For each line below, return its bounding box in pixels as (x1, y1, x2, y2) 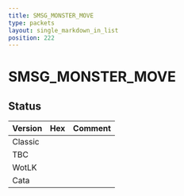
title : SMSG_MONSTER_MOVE (8, 11, 94, 20)
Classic (12, 136, 40, 148)
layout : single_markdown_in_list (8, 26, 119, 34)
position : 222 (8, 33, 56, 42)
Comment (72, 123, 111, 134)
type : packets (8, 19, 56, 27)
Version (12, 123, 43, 134)
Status (8, 99, 42, 113)
